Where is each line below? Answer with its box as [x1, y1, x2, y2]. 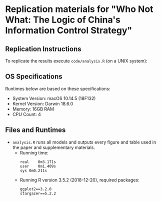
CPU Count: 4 [12, 111, 41, 117]
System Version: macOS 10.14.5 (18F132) [12, 95, 96, 101]
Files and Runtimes [5, 126, 66, 134]
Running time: [19, 149, 49, 155]
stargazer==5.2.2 [19, 191, 56, 196]
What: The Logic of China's [5, 14, 121, 25]
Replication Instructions [5, 44, 81, 53]
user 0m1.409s [19, 163, 56, 168]
